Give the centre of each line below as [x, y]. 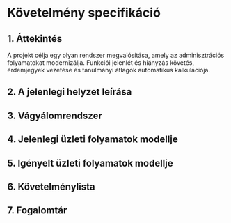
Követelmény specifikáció [84, 13]
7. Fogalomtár [37, 210]
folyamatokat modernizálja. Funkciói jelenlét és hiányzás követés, [101, 63]
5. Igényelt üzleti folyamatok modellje [90, 163]
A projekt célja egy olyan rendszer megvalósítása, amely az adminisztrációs [116, 55]
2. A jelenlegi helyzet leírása [70, 92]
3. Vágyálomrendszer [55, 115]
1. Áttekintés [35, 39]
